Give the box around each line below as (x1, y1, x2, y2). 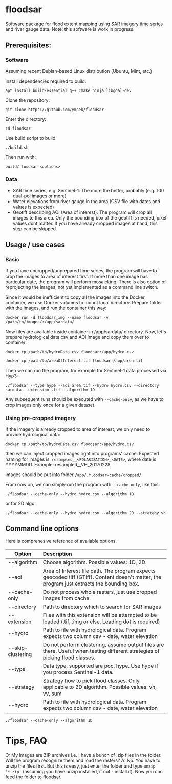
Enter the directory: (5, 116, 46, 122)
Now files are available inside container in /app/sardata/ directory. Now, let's (5, 328, 166, 335)
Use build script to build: (5, 135, 57, 141)
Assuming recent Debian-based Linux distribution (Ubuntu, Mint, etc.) (5, 68, 153, 74)
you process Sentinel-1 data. (42, 668, 114, 676)
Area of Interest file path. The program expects (42, 567, 156, 574)
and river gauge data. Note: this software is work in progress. (5, 26, 135, 32)
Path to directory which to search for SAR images (42, 603, 161, 610)
